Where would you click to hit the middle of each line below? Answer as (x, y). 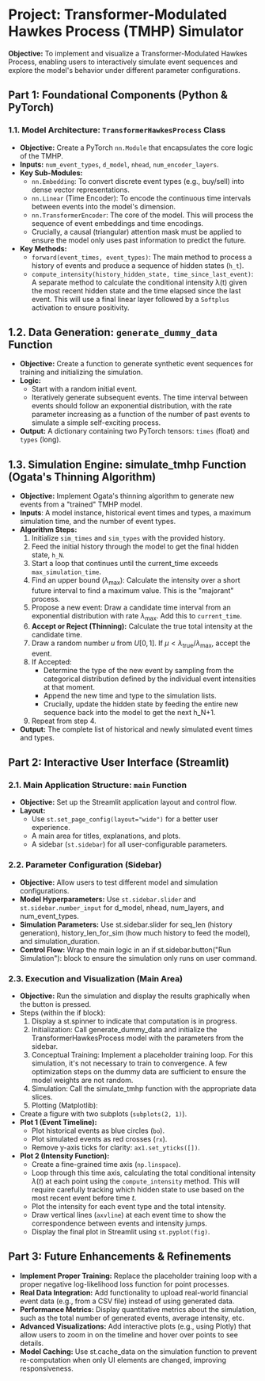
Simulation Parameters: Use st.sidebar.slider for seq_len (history (126, 924)
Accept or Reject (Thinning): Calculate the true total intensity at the (142, 626)
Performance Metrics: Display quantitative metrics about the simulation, (138, 1309)
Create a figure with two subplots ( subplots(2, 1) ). (103, 1113)
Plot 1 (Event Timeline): (58, 1122)
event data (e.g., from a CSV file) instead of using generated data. (127, 1301)
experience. (51, 828)
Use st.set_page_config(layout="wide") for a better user (125, 819)
